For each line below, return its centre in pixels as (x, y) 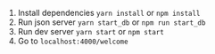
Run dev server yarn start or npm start (91, 31)
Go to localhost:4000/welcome (73, 41)
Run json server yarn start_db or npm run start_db (112, 22)
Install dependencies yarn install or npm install (109, 13)
